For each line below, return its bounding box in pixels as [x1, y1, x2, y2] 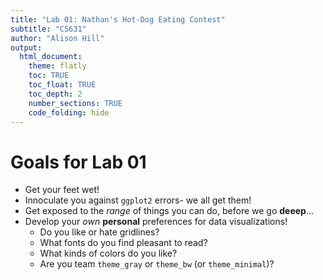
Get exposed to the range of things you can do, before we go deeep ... [24, 205, 315, 217]
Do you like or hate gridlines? [39, 226, 160, 238]
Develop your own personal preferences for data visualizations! [24, 216, 288, 228]
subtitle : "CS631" [10, 24, 87, 34]
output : [10, 42, 43, 53]
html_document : [19, 52, 83, 62]
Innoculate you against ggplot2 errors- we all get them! [24, 194, 252, 206]
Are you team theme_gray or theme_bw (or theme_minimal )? [39, 258, 275, 270]
